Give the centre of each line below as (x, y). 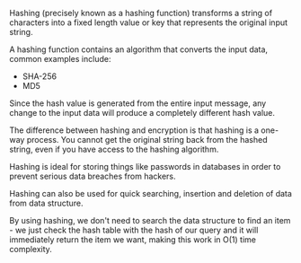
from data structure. (46, 203)
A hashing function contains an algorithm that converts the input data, (138, 49)
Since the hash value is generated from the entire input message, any (138, 103)
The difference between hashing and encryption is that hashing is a (134, 130)
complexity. (31, 249)
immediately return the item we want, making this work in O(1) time (133, 240)
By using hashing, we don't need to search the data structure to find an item (150, 220)
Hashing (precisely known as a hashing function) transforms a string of (141, 13)
